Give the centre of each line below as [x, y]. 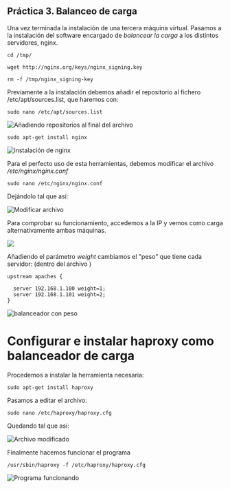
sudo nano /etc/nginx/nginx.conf [55, 183]
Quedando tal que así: [38, 426]
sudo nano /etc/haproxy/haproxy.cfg [59, 413]
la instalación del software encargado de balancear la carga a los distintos [113, 35]
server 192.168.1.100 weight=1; [60, 289]
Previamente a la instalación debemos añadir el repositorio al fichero [104, 92]
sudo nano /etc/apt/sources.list [55, 112]
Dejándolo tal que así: [38, 196]
